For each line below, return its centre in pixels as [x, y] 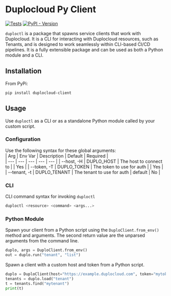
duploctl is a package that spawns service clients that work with [73, 33]
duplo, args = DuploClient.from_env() [46, 250]
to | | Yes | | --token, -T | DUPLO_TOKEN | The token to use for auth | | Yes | [84, 166]
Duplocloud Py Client [51, 9]
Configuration [23, 139]
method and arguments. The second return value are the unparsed [75, 235]
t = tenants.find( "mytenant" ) [37, 283]
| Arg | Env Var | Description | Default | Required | [57, 156]
